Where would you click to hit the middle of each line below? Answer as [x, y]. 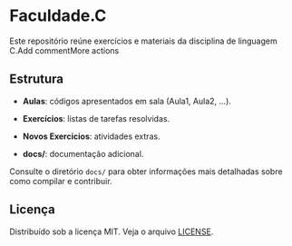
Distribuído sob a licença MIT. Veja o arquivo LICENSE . [112, 231]
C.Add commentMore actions [64, 50]
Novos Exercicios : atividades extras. [91, 136]
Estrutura [37, 79]
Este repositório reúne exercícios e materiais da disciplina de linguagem [144, 41]
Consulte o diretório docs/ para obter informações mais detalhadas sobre [146, 171]
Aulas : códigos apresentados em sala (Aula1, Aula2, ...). [127, 101]
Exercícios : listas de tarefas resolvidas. [96, 118]
